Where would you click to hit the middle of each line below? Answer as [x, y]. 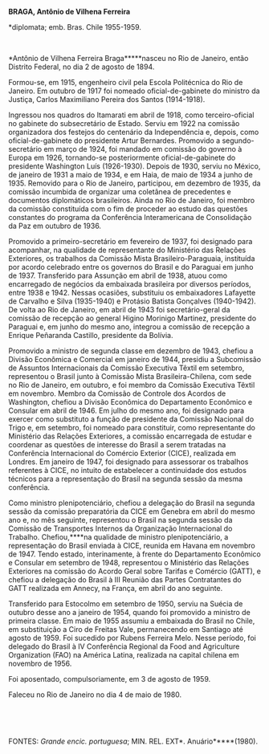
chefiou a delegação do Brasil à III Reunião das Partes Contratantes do [125, 580]
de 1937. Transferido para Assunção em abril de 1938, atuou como [118, 275]
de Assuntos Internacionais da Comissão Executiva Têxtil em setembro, [126, 368]
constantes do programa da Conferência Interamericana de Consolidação [130, 217]
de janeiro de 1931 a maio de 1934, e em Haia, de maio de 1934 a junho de [130, 175]
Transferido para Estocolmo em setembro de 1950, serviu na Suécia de [126, 604]
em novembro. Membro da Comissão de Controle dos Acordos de [117, 393]
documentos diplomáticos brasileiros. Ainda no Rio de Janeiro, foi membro [132, 200]
